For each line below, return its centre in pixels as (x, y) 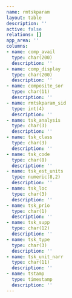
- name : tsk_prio (28, 206)
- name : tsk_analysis (34, 120)
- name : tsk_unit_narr (35, 257)
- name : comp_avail (31, 52)
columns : (17, 47)
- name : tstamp (25, 274)
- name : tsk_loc (27, 188)
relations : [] (24, 35)
